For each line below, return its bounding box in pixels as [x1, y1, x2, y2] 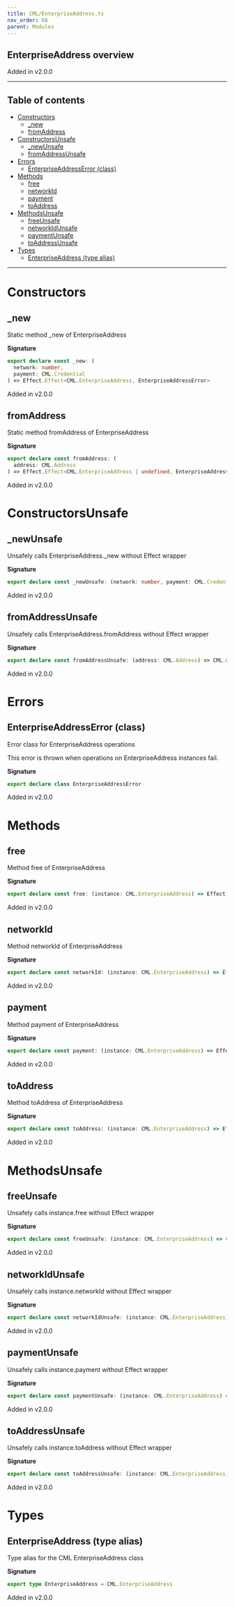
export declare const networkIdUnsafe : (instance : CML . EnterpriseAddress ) [7, 1314, 229, 1321]
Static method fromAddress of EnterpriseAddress [7, 428, 149, 436]
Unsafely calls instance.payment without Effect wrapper [7, 1365, 169, 1373]
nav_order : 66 [7, 17, 49, 24]
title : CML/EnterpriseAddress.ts [7, 10, 104, 17]
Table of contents [7, 94, 85, 106]
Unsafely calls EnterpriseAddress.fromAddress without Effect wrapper [7, 630, 209, 638]
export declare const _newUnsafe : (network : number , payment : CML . [7, 578, 208, 586]
